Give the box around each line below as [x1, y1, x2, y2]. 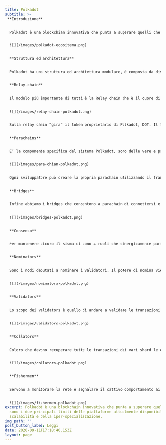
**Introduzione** [7, 16, 43, 21]
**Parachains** [9, 135, 41, 141]
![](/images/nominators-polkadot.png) [9, 281, 90, 286]
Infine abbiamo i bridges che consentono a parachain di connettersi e [9, 202, 161, 206]
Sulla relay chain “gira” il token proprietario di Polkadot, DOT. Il [9, 122, 158, 127]
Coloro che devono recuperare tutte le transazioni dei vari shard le [9, 347, 158, 352]
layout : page [5, 433, 32, 438]
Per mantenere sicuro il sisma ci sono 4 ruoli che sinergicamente [9, 242, 152, 246]
